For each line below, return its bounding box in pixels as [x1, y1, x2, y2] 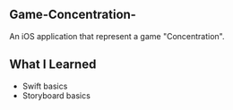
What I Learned [9, 57, 97, 72]
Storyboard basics [22, 89, 91, 101]
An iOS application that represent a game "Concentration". [9, 30, 226, 41]
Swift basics [22, 80, 68, 91]
